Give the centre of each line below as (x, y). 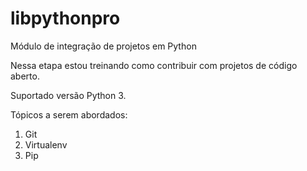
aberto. (25, 76)
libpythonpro (65, 18)
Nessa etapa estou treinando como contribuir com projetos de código (154, 65)
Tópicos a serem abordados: (69, 114)
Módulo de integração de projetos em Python (103, 46)
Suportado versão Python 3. (68, 95)
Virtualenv (46, 144)
